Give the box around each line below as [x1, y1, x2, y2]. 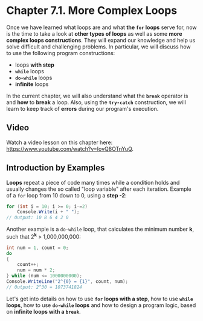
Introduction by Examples [6, 163, 105, 173]
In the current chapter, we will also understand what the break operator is [6, 92, 188, 99]
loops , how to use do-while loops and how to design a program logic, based [6, 301, 196, 309]
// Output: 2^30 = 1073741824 [6, 284, 83, 290]
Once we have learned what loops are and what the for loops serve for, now [6, 24, 198, 31]
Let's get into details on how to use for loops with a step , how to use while [6, 295, 193, 302]
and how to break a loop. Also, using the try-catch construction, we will [6, 98, 186, 106]
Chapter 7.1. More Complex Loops [6, 4, 178, 18]
